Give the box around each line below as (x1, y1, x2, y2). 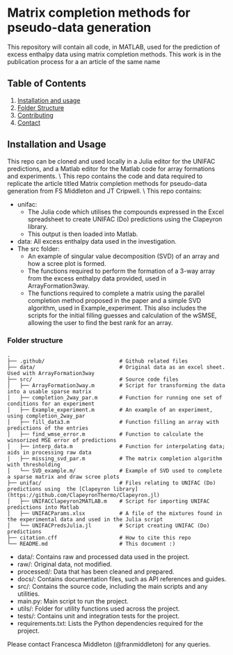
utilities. (17, 590, 40, 598)
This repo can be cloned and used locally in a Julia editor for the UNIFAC (7, 157, 216, 165)
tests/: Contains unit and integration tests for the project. (17, 611, 179, 620)
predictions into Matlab (7, 503, 79, 511)
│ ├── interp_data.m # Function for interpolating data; (7, 443, 226, 450)
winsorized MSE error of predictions (7, 436, 117, 443)
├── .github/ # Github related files (7, 357, 188, 365)
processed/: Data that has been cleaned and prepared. (17, 567, 175, 576)
